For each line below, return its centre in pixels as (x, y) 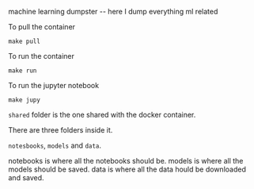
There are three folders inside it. (61, 130)
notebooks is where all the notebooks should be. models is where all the (126, 161)
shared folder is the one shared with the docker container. (102, 115)
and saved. (27, 177)
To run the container (42, 56)
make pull (25, 41)
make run (23, 71)
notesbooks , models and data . (55, 145)
